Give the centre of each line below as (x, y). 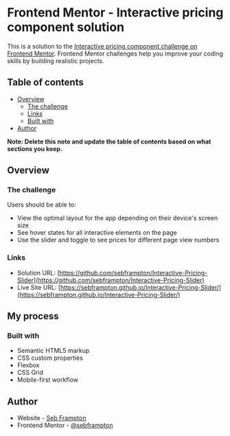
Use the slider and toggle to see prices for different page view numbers (118, 240)
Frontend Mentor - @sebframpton (65, 425)
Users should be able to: (42, 205)
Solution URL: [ (38, 273)
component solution (66, 27)
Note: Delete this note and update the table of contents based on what (109, 141)
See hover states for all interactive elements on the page (97, 233)
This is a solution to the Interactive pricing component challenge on (102, 46)
